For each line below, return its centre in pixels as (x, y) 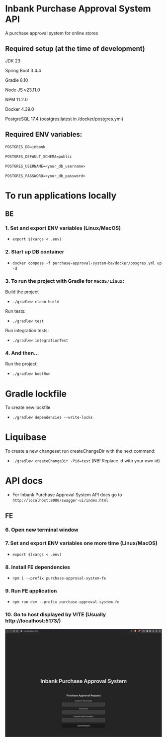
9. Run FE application (31, 590)
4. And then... (22, 353)
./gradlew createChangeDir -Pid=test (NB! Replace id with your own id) (86, 461)
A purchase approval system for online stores (52, 33)
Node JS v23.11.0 (23, 90)
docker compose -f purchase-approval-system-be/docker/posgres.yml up (87, 263)
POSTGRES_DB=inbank (25, 147)
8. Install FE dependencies (38, 567)
